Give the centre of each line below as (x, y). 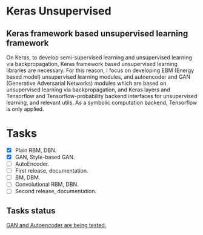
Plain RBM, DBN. (36, 150)
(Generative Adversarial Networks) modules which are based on (86, 83)
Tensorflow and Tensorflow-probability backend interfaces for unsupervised (102, 96)
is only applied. (25, 109)
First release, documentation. (52, 171)
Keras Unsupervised (59, 11)
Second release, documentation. (56, 191)
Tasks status (31, 210)
